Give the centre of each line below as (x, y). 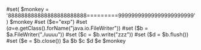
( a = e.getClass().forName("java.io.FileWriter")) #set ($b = (77, 28)
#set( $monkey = (28, 9)
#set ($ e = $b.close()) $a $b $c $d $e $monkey (66, 41)
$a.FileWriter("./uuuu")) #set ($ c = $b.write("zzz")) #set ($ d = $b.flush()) (97, 35)
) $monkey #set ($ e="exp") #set (47, 22)
